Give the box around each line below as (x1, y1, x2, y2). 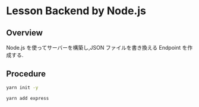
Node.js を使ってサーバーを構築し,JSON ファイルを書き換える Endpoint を (6, 44, 188, 51)
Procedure (6, 69, 46, 79)
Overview (6, 28, 43, 38)
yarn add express (6, 95, 49, 101)
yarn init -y (6, 85, 39, 90)
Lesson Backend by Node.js (6, 4, 147, 18)
